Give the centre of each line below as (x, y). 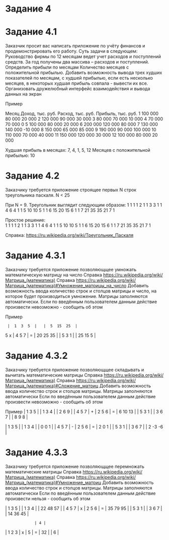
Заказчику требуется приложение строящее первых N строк (71, 190)
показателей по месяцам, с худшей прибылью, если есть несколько (79, 78)
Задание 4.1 (31, 32)
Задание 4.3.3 (36, 453)
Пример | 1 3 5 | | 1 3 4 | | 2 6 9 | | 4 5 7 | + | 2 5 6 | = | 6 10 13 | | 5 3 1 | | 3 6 (84, 411)
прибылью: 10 (20, 156)
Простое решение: (25, 220)
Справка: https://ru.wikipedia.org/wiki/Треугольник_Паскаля (69, 235)
